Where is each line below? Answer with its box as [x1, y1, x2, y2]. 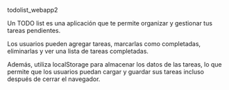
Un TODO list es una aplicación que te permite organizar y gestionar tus [7, 19, 213, 27]
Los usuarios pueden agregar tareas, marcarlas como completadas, [7, 40, 201, 47]
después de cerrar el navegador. [7, 75, 101, 83]
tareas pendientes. [7, 27, 61, 34]
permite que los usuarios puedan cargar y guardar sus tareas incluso [7, 68, 205, 76]
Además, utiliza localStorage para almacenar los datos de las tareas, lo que [7, 60, 222, 68]
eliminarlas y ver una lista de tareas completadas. [7, 47, 149, 55]
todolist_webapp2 [7, 6, 58, 14]
